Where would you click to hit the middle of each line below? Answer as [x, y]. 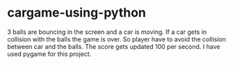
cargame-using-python [77, 13]
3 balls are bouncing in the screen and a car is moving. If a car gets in [107, 32]
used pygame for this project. [49, 54]
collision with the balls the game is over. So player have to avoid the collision [116, 39]
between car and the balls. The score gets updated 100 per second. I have [114, 46]
